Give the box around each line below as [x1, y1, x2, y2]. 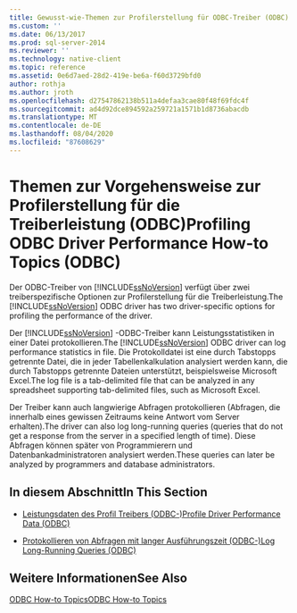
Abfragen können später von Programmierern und [9, 440, 194, 450]
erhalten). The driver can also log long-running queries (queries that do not [9, 421, 284, 432]
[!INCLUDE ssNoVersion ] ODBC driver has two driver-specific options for [9, 300, 276, 311]
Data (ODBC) [21, 517, 70, 528]
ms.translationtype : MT [9, 113, 98, 122]
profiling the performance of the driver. [9, 310, 153, 321]
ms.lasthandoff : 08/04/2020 [9, 130, 114, 139]
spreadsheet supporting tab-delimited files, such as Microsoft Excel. [9, 384, 260, 395]
